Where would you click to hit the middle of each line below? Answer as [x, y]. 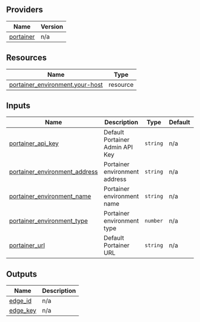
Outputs [22, 274]
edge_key [23, 311]
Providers [25, 10]
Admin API [118, 147]
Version [52, 26]
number [154, 221]
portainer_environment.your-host [56, 85]
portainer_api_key [34, 143]
